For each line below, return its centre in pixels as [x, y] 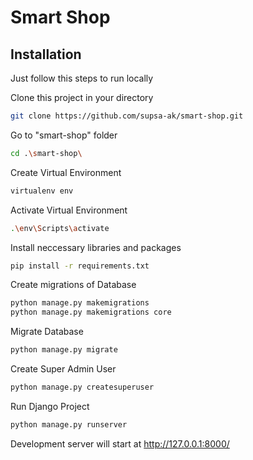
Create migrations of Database [73, 285]
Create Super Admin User [63, 369]
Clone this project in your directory [82, 97]
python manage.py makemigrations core [91, 312]
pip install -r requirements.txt [80, 266]
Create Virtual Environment [66, 172]
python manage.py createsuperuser [82, 387]
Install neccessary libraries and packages [96, 247]
